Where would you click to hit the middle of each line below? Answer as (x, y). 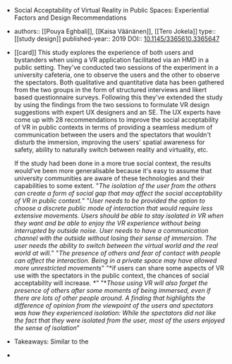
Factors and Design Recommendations (70, 18)
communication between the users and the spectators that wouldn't (112, 134)
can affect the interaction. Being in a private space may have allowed (115, 261)
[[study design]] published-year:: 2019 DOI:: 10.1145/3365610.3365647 (117, 39)
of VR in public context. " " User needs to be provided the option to (110, 201)
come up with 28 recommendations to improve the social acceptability (116, 120)
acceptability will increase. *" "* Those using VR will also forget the (111, 283)
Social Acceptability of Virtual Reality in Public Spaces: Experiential (111, 10)
